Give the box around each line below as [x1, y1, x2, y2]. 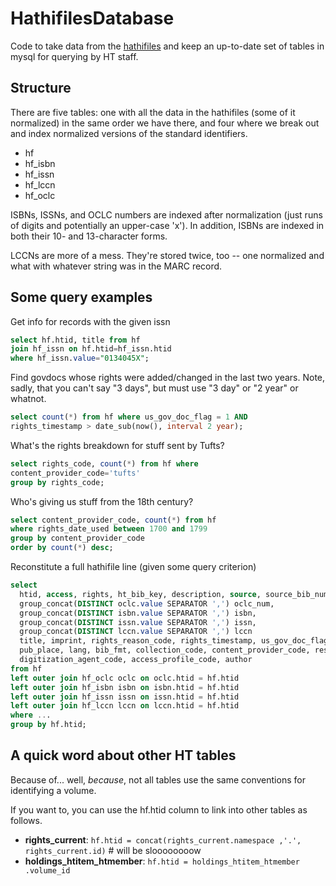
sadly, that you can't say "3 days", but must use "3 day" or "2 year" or [10, 382, 299, 394]
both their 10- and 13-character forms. [10, 230, 168, 242]
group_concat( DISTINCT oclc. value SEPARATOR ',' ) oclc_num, [19, 598, 275, 609]
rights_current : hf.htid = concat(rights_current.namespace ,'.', [24, 833, 302, 846]
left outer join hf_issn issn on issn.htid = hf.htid [10, 692, 240, 702]
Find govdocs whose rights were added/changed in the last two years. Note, [10, 372, 326, 384]
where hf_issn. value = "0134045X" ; [10, 353, 150, 364]
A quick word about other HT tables [10, 747, 237, 764]
